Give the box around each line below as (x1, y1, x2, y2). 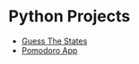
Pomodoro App (21, 44, 78, 55)
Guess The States (21, 36, 88, 46)
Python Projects (8, 6, 131, 27)
